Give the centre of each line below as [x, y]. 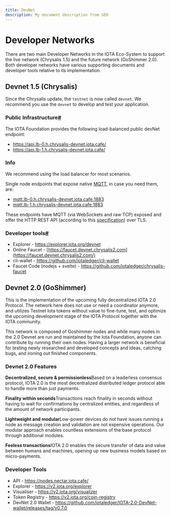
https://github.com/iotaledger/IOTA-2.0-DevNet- [106, 502]
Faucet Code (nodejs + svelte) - [46, 266]
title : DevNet [20, 10]
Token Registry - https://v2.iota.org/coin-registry [64, 497]
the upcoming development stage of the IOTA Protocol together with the [81, 316]
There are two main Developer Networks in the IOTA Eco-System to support [85, 54]
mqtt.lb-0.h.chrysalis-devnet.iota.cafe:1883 [58, 199]
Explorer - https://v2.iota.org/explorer [52, 486]
